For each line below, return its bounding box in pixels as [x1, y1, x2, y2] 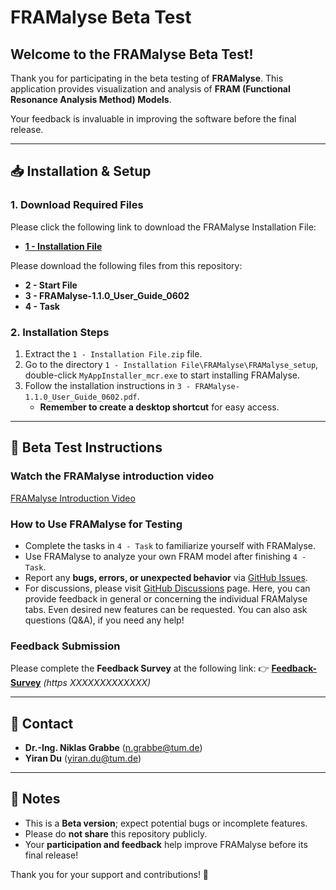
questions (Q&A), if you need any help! [24, 614, 185, 626]
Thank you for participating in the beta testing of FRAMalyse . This [10, 72, 284, 84]
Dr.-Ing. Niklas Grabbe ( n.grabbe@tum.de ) [24, 742, 203, 754]
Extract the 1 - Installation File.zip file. [24, 347, 203, 360]
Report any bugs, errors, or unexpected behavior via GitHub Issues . [24, 571, 308, 583]
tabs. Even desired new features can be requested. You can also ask [24, 603, 308, 615]
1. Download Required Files [10, 198, 144, 212]
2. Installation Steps [10, 325, 110, 339]
